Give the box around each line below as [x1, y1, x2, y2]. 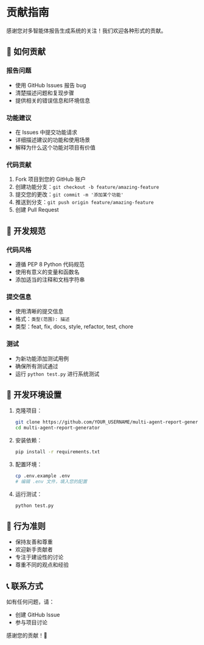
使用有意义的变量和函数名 [15, 268, 80, 275]
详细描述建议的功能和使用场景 [15, 136, 90, 144]
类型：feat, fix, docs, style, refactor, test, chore [15, 323, 134, 330]
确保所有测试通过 [15, 362, 58, 370]
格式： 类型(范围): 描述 [15, 315, 70, 322]
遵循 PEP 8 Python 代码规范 [15, 260, 85, 268]
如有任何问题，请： [6, 598, 55, 605]
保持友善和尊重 [15, 538, 53, 545]
